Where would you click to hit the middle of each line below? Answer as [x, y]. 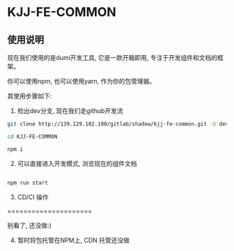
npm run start [28, 183]
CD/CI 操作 [33, 197]
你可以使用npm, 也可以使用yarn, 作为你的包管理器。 [81, 81]
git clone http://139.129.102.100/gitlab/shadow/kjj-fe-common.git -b [112, 124]
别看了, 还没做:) [30, 225]
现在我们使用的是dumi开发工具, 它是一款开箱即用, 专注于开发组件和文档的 [112, 58]
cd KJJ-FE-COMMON [32, 137]
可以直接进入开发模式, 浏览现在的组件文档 [77, 163]
